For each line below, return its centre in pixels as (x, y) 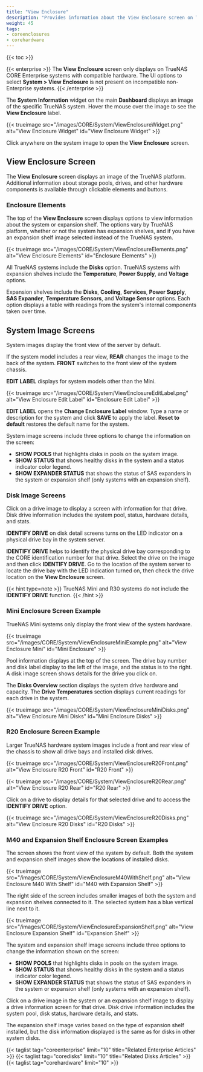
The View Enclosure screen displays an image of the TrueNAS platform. (96, 176)
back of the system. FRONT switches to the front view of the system (92, 363)
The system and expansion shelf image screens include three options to (96, 945)
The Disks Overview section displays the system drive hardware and (92, 685)
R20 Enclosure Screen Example (53, 732)
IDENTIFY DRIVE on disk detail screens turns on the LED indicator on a (95, 533)
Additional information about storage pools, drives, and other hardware (95, 183)
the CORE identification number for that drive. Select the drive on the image (100, 558)
